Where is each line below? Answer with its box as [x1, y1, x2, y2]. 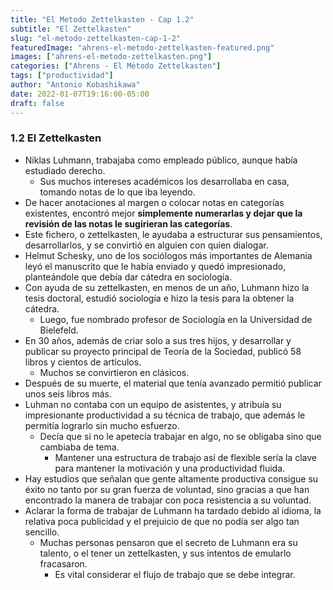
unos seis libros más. [24, 387, 112, 400]
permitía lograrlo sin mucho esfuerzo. [24, 419, 180, 431]
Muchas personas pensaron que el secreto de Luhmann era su [39, 536, 298, 548]
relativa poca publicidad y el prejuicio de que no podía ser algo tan [24, 515, 300, 527]
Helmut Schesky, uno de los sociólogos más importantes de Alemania [24, 249, 313, 261]
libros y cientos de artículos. [24, 356, 142, 368]
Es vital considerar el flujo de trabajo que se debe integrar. [54, 568, 296, 580]
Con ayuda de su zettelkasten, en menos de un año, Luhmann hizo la [24, 281, 310, 293]
